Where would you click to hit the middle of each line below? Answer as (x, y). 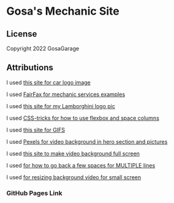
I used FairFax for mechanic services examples (66, 94)
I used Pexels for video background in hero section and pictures (87, 141)
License (22, 34)
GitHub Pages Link (34, 193)
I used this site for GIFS (36, 130)
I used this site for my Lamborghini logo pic (61, 106)
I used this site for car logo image (48, 82)
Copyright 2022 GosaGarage (43, 48)
